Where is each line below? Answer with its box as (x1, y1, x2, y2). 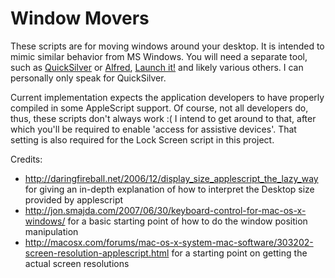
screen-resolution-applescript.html (24, 247, 170, 259)
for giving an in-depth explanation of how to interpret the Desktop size (24, 183, 315, 195)
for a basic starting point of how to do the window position (67, 215, 308, 227)
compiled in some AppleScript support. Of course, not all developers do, (10, 102, 309, 114)
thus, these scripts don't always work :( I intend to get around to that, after (10, 112, 317, 124)
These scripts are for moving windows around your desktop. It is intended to (10, 40, 325, 52)
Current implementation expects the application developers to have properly (10, 91, 325, 103)
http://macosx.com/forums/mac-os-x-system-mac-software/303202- (24, 236, 314, 248)
